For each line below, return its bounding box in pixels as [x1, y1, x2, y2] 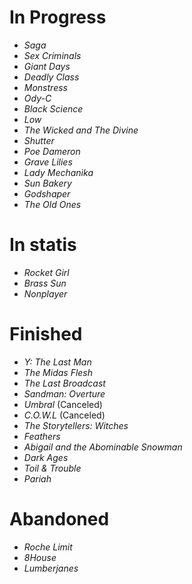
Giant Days [23, 60, 71, 72]
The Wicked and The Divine [23, 124, 139, 136]
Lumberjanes [23, 562, 79, 574]
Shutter [23, 134, 55, 146]
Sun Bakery [23, 177, 72, 189]
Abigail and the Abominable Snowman [23, 441, 183, 453]
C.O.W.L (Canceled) [23, 409, 106, 421]
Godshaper [23, 187, 71, 200]
